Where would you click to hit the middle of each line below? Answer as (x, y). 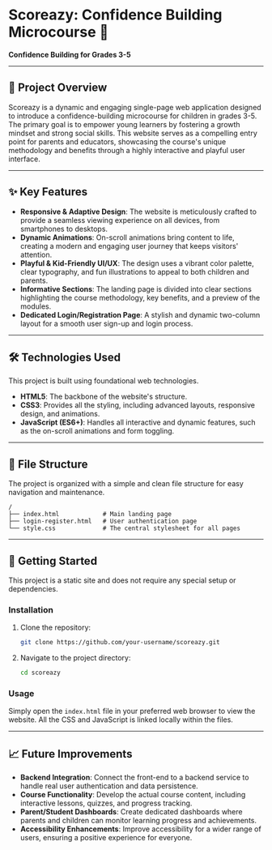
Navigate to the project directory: (75, 658)
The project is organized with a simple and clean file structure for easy (126, 484)
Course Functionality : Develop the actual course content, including (133, 795)
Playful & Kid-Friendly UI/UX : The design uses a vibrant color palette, (137, 263)
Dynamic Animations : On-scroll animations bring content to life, (127, 237)
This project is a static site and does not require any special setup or (122, 580)
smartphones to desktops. (64, 229)
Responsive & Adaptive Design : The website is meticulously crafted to (138, 211)
